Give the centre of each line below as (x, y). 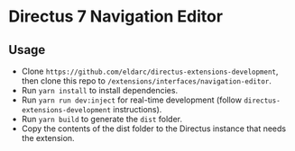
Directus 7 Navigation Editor (115, 17)
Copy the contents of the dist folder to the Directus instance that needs (153, 129)
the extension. (48, 138)
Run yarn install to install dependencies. (99, 90)
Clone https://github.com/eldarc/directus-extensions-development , (150, 71)
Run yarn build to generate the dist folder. (101, 119)
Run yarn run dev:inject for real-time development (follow (132, 100)
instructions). (138, 109)
